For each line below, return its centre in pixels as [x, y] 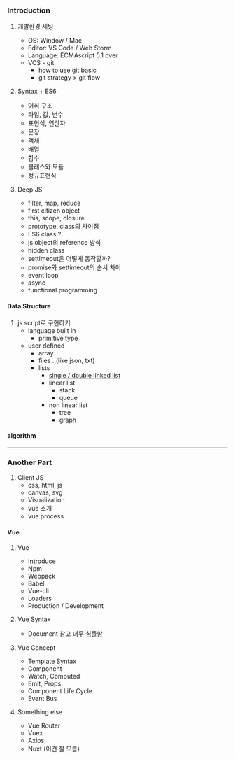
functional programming [63, 290]
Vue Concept [36, 648]
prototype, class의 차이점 [63, 227]
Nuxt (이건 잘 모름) [54, 749]
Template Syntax [52, 661]
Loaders [40, 598]
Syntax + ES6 [37, 91]
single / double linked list [85, 375]
